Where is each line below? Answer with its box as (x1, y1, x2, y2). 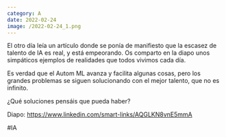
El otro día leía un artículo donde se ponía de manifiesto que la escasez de (7, 42, 217, 50)
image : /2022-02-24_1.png (7, 23, 81, 29)
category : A (7, 10, 41, 17)
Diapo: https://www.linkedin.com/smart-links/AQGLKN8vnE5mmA (7, 110, 193, 119)
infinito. (7, 84, 29, 92)
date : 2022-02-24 (7, 16, 57, 23)
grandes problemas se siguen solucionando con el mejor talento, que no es (7, 77, 220, 85)
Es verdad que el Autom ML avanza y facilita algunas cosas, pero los (7, 69, 201, 77)
